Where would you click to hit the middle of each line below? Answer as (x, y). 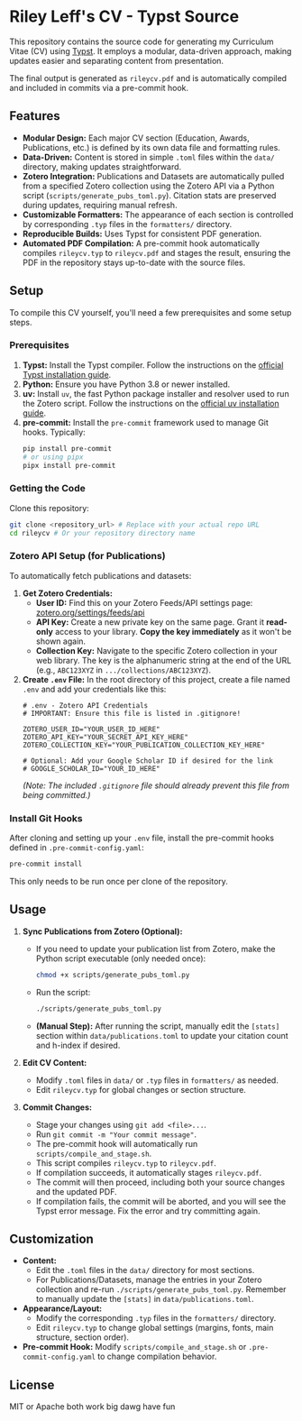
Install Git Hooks (46, 818)
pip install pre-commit (67, 448)
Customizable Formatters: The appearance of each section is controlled (158, 215)
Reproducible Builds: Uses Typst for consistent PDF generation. (142, 234)
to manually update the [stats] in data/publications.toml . (145, 1299)
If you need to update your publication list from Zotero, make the (156, 949)
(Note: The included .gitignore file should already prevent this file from (156, 785)
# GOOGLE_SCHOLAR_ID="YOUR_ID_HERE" (91, 768)
